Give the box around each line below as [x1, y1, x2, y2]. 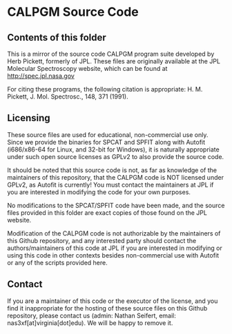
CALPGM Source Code [7, 4, 139, 20]
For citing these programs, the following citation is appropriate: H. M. [7, 85, 203, 93]
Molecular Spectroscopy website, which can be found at [7, 65, 168, 72]
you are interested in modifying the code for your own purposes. [7, 187, 191, 196]
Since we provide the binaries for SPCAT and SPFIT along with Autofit [7, 138, 206, 146]
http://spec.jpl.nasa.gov [7, 72, 75, 80]
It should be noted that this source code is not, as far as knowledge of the [7, 166, 217, 174]
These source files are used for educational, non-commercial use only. [7, 130, 209, 138]
